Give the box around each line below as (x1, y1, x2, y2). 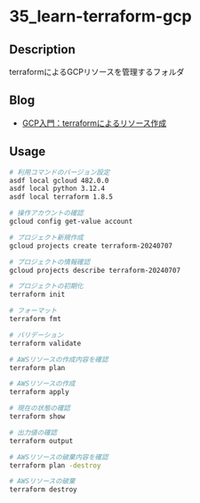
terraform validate (9, 339, 82, 348)
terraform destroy (9, 485, 77, 494)
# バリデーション (9, 330, 64, 340)
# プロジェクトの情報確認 (9, 257, 91, 267)
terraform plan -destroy (9, 461, 101, 470)
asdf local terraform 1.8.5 (9, 193, 114, 202)
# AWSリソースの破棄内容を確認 (9, 452, 108, 461)
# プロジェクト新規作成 (9, 233, 84, 242)
